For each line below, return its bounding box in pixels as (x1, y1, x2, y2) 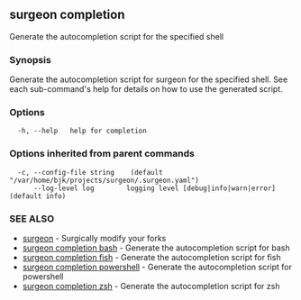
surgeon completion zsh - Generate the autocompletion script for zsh (22, 281, 280, 291)
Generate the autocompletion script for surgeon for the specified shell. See (9, 74, 288, 85)
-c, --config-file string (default (17, 168, 164, 177)
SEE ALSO (9, 212, 55, 224)
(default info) (9, 191, 67, 201)
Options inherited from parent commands (9, 148, 196, 160)
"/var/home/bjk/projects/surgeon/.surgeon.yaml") (9, 176, 200, 185)
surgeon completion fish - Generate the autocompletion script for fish (22, 252, 281, 262)
